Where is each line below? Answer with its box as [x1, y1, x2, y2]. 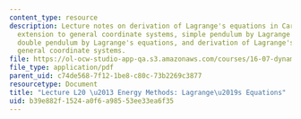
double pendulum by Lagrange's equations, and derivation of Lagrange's [17, 38, 295, 47]
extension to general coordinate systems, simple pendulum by [17, 30, 254, 38]
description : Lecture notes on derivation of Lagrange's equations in [9, 21, 279, 30]
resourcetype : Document [9, 80, 99, 89]
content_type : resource [9, 13, 99, 22]
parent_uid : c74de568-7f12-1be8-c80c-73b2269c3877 [9, 72, 202, 81]
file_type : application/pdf [9, 64, 115, 72]
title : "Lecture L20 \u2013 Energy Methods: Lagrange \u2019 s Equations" [9, 88, 287, 97]
